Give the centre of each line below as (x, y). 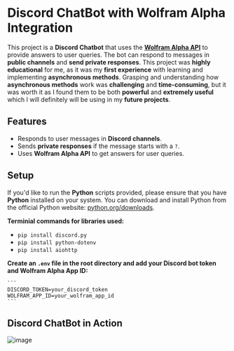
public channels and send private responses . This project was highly (109, 62)
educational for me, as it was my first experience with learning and (105, 69)
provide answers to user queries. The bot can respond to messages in (109, 55)
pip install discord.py (52, 235)
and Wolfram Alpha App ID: (48, 270)
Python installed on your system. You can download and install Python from (117, 200)
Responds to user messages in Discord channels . (90, 138)
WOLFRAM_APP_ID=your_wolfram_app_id (61, 296)
